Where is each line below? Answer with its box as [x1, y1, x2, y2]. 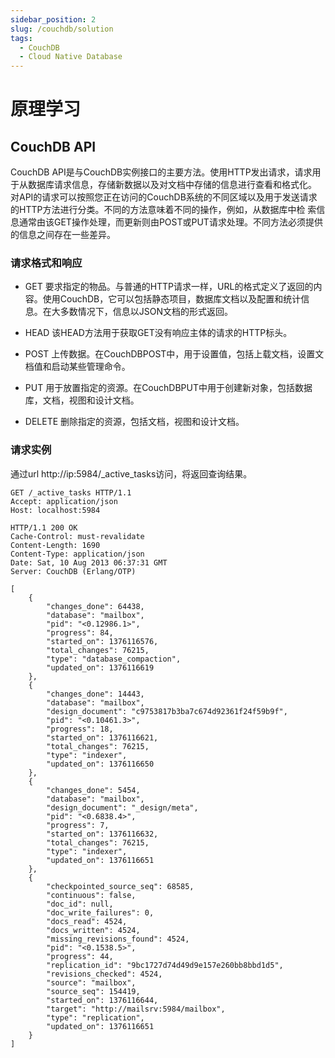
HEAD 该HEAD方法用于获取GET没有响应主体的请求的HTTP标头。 [24, 327, 293, 339]
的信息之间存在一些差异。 [10, 229, 116, 241]
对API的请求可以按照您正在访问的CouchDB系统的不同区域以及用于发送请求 [10, 191, 318, 203]
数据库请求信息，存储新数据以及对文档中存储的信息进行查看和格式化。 [27, 179, 317, 191]
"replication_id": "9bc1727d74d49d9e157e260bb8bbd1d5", [46, 960, 284, 970]
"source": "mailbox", [46, 977, 137, 988]
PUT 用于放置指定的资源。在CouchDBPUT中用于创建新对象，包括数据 [24, 382, 313, 394]
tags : [10, 33, 33, 43]
